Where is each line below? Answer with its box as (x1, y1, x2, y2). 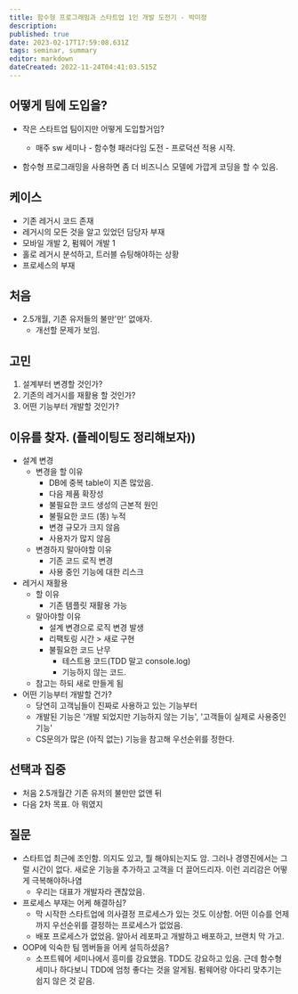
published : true (9, 29, 69, 38)
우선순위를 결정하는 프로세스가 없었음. (52, 919, 184, 930)
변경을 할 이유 (35, 465, 84, 477)
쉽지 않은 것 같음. (35, 975, 95, 986)
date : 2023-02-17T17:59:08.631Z (9, 37, 129, 47)
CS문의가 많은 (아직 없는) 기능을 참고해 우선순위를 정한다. (35, 733, 235, 744)
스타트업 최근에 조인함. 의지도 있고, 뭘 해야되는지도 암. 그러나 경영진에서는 (21, 852, 278, 863)
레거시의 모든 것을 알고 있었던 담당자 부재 (21, 226, 165, 237)
